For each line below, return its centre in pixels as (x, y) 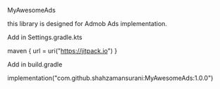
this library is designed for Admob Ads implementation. (87, 23)
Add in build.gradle (35, 64)
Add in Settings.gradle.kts (45, 37)
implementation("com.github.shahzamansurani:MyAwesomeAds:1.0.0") (110, 78)
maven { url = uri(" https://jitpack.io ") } (62, 51)
